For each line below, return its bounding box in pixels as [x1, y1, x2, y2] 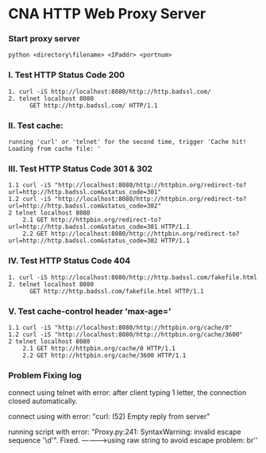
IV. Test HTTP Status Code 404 [8, 255, 131, 266]
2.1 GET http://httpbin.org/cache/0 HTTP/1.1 [22, 344, 176, 352]
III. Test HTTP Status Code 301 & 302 [8, 164, 153, 174]
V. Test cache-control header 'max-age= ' [8, 305, 172, 316]
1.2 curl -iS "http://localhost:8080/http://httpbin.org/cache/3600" [8, 331, 244, 339]
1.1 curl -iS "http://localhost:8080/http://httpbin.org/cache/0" [8, 323, 233, 331]
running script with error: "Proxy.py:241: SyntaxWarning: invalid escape [8, 427, 241, 437]
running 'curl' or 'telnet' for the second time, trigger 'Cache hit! [8, 138, 247, 146]
